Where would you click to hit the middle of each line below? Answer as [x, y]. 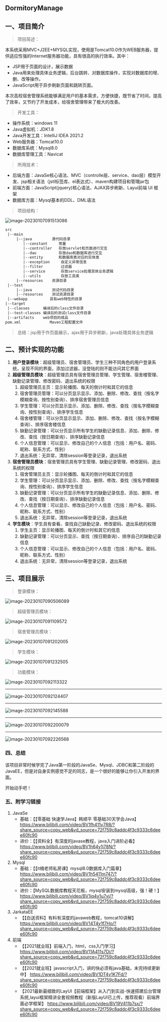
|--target [15, 304]
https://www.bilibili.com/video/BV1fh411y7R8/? [67, 824]
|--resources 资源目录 [42, 280]
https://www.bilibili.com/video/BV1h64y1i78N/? [68, 847]
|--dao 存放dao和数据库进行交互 [63, 253]
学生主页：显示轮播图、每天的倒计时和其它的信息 [70, 530]
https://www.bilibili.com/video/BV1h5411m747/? [68, 874]
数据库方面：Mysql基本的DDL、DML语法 [54, 200]
